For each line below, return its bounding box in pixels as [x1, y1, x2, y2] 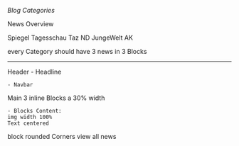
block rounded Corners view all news [7, 133, 117, 140]
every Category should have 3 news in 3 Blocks [7, 47, 147, 55]
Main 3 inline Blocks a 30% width [7, 94, 105, 102]
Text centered [7, 120, 50, 127]
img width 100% [7, 113, 53, 120]
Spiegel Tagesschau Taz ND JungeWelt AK [7, 33, 134, 42]
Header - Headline [7, 67, 62, 76]
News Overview [7, 20, 54, 28]
